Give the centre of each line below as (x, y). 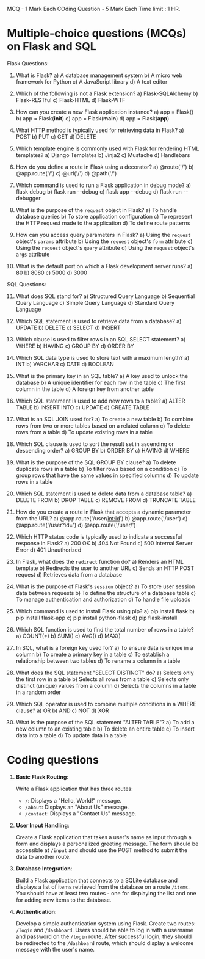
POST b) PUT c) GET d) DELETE (56, 136)
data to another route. (43, 856)
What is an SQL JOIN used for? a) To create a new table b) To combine (105, 419)
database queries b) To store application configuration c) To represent (104, 216)
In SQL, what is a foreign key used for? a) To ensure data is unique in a (104, 647)
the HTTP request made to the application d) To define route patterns (103, 223)
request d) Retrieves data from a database (69, 574)
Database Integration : (44, 868)
